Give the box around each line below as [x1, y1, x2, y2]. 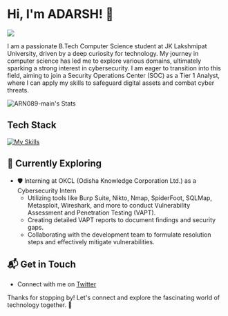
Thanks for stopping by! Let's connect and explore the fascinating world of [7, 293, 220, 302]
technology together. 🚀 [7, 301, 73, 309]
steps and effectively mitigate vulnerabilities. [27, 237, 155, 246]
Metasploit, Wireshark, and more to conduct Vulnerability [27, 201, 191, 209]
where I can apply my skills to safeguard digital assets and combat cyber [7, 79, 215, 87]
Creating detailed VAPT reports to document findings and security [27, 215, 216, 224]
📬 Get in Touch [7, 258, 76, 270]
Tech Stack [7, 119, 57, 131]
